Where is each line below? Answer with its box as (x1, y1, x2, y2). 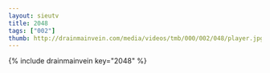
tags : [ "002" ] (8, 26, 56, 34)
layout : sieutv (8, 11, 59, 20)
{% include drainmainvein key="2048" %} (8, 56, 147, 66)
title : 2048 (8, 19, 48, 27)
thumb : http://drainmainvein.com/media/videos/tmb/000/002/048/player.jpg (8, 34, 264, 43)
